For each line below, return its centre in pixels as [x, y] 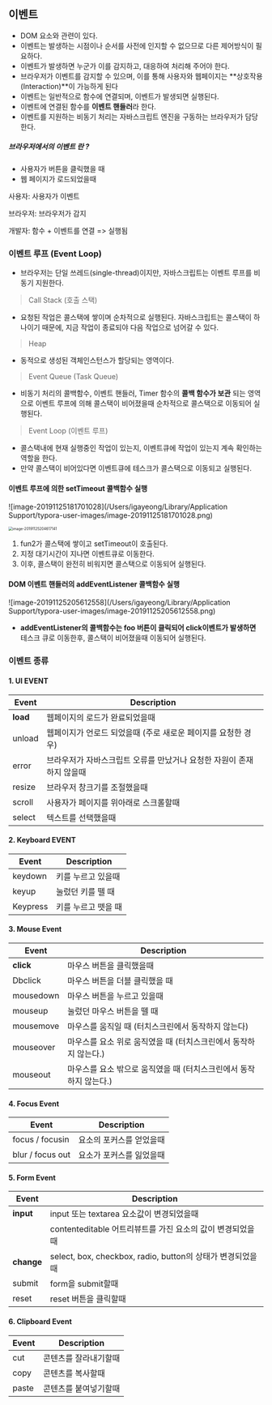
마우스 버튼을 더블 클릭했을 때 [121, 981]
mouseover [34, 1048]
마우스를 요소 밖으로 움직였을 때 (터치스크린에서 [153, 1070]
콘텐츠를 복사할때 [74, 1373]
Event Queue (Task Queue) [73, 377]
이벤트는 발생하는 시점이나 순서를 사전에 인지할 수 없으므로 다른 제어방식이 [137, 45]
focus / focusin [41, 1139]
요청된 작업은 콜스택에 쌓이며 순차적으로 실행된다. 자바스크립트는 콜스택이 [136, 318]
